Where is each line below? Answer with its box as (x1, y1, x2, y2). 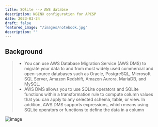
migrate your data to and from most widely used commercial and (24, 65, 154, 71)
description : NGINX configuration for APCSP (5, 12, 96, 16)
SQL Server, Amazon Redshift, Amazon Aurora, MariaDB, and (24, 76, 146, 81)
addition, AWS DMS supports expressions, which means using (24, 101, 149, 107)
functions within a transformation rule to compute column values (24, 91, 154, 97)
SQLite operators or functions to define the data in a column (24, 107, 144, 112)
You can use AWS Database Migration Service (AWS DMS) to (24, 60, 146, 66)
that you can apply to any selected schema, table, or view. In (24, 96, 145, 102)
